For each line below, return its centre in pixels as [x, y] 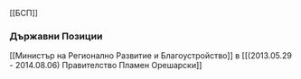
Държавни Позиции [56, 36]
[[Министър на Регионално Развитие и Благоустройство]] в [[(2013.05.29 [150, 56]
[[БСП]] [24, 13]
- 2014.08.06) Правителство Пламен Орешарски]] [106, 66]
